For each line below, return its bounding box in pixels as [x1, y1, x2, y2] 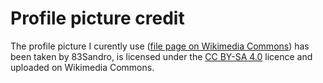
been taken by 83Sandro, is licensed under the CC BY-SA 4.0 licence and [10, 50, 313, 62]
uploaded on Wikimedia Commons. [10, 61, 155, 73]
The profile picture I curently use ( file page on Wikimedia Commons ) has [10, 40, 310, 52]
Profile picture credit [10, 7, 185, 30]
